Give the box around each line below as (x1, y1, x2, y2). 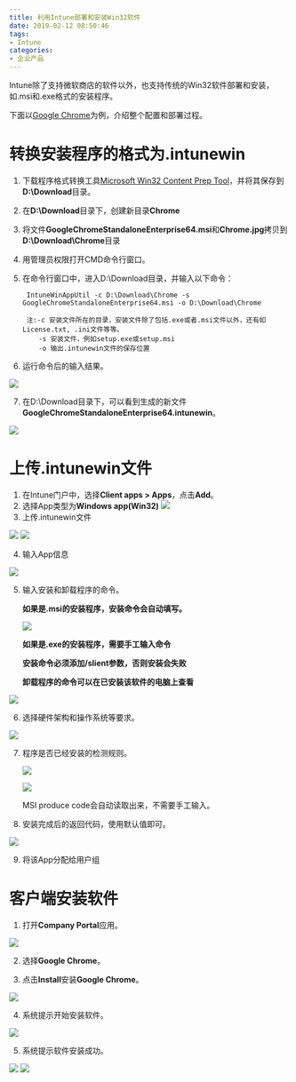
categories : (9, 46, 53, 55)
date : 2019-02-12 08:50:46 (9, 21, 109, 30)
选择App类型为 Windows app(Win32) (21, 500, 160, 511)
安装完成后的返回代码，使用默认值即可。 (21, 818, 171, 829)
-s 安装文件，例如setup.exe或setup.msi (38, 334, 175, 343)
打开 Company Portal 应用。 (21, 919, 123, 930)
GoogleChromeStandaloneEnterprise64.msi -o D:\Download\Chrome (21, 298, 262, 307)
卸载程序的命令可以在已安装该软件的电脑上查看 (21, 676, 194, 687)
